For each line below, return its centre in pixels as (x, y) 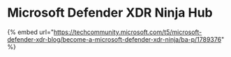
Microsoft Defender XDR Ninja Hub (110, 13)
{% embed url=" (31, 32)
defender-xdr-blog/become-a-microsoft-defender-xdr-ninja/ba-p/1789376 (114, 39)
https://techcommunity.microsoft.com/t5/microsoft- (128, 32)
